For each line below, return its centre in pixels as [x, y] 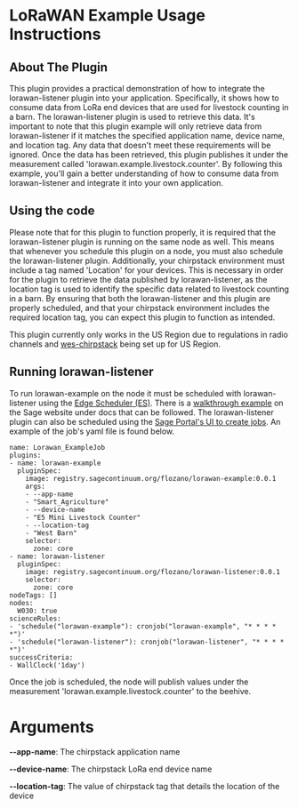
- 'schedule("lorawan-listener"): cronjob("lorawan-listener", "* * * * [147, 642]
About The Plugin [59, 67]
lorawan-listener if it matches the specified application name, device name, [147, 136]
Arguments [52, 727]
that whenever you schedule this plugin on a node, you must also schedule [146, 251]
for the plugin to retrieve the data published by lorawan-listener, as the [138, 279]
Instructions [55, 34]
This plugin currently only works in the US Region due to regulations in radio [149, 334]
